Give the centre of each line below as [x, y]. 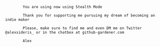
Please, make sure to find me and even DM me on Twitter [82, 28]
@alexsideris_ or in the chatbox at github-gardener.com [65, 32]
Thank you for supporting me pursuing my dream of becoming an [89, 16]
